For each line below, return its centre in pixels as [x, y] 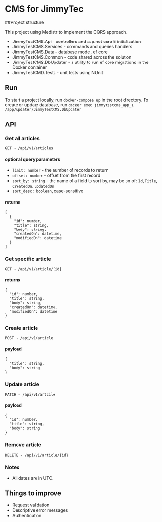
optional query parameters [33, 159]
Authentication [27, 515]
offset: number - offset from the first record [56, 175]
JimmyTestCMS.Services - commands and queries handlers [72, 46]
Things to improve [33, 493]
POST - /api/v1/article [29, 338]
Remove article [23, 445]
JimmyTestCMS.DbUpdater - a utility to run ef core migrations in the [80, 62]
